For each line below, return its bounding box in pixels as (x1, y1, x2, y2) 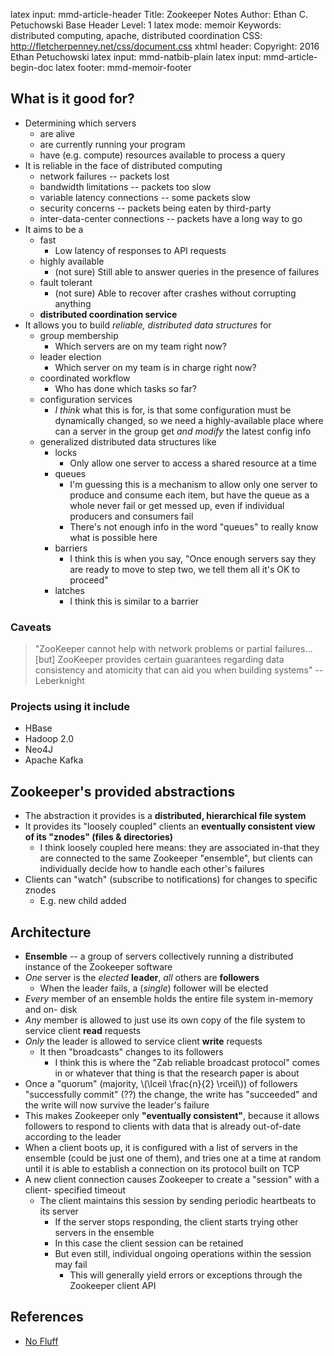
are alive (39, 127, 75, 139)
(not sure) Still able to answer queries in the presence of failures (54, 265, 320, 278)
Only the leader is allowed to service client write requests (24, 1035, 263, 1048)
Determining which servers (24, 117, 137, 129)
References (10, 1309, 84, 1326)
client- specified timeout (24, 1184, 127, 1196)
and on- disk (24, 1004, 78, 1016)
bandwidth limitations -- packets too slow (39, 180, 212, 193)
